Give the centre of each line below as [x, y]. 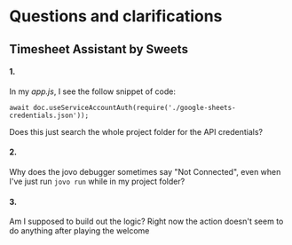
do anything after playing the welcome [79, 231]
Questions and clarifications [116, 16]
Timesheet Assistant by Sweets [99, 49]
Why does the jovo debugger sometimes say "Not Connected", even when [145, 171]
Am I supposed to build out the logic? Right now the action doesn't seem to [146, 221]
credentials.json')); [49, 115]
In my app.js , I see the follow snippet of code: [92, 91]
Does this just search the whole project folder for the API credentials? [136, 131]
